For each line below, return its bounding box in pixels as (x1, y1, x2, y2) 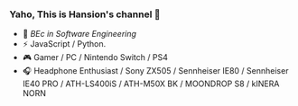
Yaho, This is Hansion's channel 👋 (9, 8, 161, 21)
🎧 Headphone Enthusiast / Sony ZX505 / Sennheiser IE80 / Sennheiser (22, 66, 289, 76)
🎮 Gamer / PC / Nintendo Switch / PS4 (22, 52, 169, 63)
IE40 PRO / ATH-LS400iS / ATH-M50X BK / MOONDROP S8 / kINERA (22, 78, 280, 89)
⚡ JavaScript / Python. (22, 39, 107, 49)
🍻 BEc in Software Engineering (22, 29, 137, 40)
